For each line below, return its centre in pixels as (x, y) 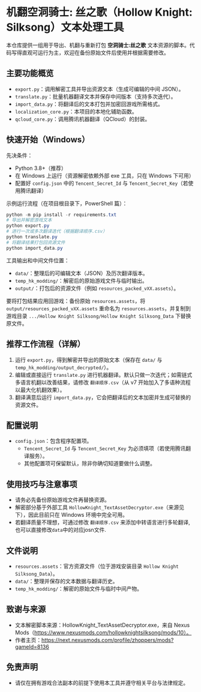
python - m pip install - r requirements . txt (61, 215)
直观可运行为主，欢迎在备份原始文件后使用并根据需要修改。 (95, 52)
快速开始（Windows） (48, 140)
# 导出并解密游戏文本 (29, 220)
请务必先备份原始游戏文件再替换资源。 (62, 500)
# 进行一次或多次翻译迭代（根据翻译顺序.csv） (57, 232)
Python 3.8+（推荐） (41, 168)
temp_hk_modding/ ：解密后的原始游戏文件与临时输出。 (81, 280)
